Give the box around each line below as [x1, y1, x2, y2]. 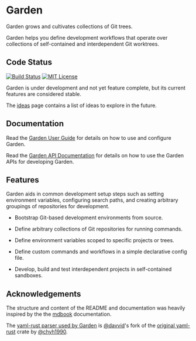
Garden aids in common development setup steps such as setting [6, 191, 164, 198]
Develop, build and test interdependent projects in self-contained [14, 266, 172, 273]
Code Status [6, 57, 53, 67]
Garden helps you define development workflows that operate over [6, 34, 168, 41]
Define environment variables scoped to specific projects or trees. [14, 237, 174, 244]
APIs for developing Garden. [6, 158, 74, 165]
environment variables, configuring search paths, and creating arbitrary [6, 197, 178, 204]
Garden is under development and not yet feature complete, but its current [6, 84, 186, 91]
